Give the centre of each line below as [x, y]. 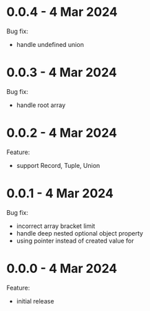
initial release [35, 301]
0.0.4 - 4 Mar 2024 [62, 12]
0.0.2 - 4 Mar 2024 [62, 133]
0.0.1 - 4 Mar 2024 [60, 194]
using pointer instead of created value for [75, 241]
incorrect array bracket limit [56, 226]
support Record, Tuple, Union [58, 165]
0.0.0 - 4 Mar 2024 [62, 268]
